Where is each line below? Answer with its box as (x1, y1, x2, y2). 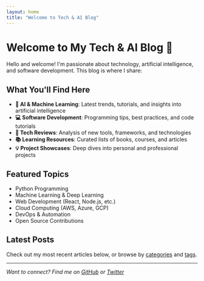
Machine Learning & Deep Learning (15, 191, 104, 199)
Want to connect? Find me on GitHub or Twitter (6, 268, 124, 276)
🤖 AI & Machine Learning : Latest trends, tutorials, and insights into (15, 101, 182, 108)
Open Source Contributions (15, 217, 84, 225)
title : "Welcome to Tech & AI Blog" (6, 15, 99, 21)
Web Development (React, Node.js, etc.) (15, 198, 116, 205)
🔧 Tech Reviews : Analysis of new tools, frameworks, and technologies (15, 129, 191, 136)
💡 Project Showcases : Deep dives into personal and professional (15, 145, 178, 152)
